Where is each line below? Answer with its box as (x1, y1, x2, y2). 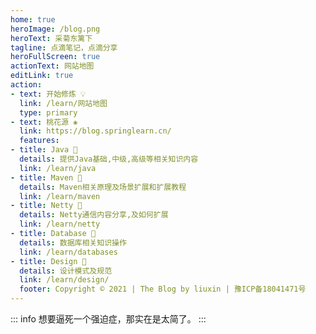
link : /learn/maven (19, 191, 101, 201)
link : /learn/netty (19, 219, 101, 230)
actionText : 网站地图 (10, 61, 95, 71)
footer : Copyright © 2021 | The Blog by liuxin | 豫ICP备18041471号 (19, 284, 307, 295)
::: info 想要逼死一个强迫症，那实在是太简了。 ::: (10, 313, 207, 325)
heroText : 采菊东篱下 (10, 33, 93, 43)
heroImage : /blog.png (10, 24, 101, 34)
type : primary (19, 107, 78, 118)
